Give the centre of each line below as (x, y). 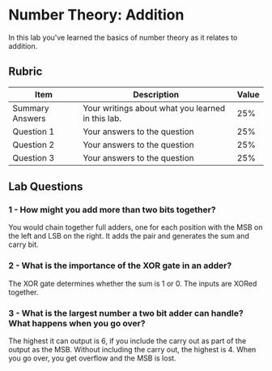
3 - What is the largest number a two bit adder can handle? (126, 313)
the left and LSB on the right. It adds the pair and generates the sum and (129, 236)
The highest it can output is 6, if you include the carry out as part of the (127, 341)
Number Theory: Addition (96, 15)
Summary (31, 108)
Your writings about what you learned (154, 108)
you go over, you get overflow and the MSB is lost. (92, 358)
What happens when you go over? (77, 323)
